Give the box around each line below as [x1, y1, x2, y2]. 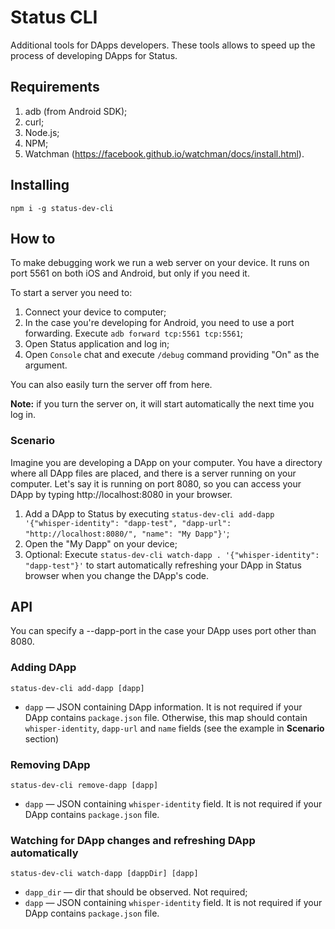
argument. [24, 359, 68, 371]
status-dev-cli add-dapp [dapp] [10, 683, 145, 693]
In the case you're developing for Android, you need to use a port [24, 317, 295, 329]
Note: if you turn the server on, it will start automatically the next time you [10, 398, 315, 410]
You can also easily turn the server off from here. [10, 379, 213, 391]
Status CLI [10, 6, 98, 29]
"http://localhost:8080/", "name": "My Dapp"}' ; [24, 527, 230, 539]
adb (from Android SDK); [24, 105, 128, 117]
